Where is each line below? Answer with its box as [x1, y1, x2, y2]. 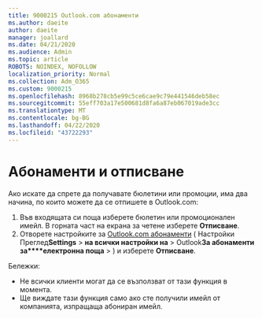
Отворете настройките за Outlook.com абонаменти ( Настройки [19, 229, 234, 239]
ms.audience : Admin [8, 48, 72, 56]
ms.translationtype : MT [8, 107, 87, 115]
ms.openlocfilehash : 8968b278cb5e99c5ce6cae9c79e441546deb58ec [8, 92, 220, 100]
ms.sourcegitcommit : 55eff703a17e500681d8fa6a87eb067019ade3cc [8, 99, 220, 107]
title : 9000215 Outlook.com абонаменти [8, 11, 139, 20]
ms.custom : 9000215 [8, 84, 72, 93]
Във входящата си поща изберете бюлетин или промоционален [19, 212, 235, 221]
